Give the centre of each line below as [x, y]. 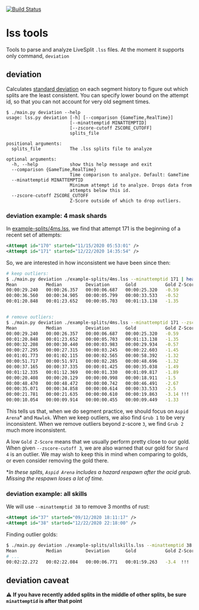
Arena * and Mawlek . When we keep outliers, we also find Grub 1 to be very [96, 418]
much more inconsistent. [36, 430]
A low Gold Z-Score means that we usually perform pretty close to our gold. [98, 442]
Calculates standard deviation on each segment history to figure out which [97, 89]
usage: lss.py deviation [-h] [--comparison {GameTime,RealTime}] [90, 118]
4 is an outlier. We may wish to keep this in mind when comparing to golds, [97, 454]
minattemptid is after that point [44, 601]
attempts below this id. [100, 190]
